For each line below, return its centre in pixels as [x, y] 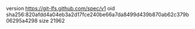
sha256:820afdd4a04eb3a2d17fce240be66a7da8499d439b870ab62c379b [97, 14]
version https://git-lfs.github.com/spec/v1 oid [61, 8]
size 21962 [52, 21]
